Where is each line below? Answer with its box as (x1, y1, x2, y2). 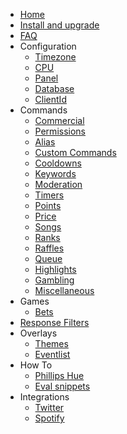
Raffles (34, 242, 65, 254)
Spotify (34, 412, 65, 424)
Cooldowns (34, 157, 82, 169)
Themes (34, 338, 69, 349)
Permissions (34, 125, 86, 137)
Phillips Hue (34, 370, 85, 381)
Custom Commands (34, 147, 117, 158)
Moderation (34, 179, 83, 190)
